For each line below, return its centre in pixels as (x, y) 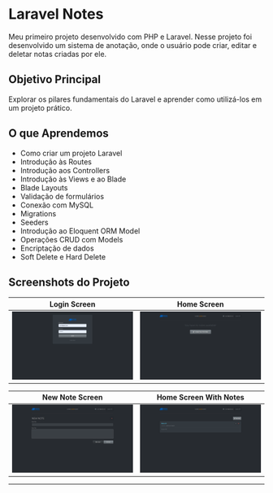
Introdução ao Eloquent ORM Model (80, 231)
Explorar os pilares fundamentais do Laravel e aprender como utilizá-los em (135, 99)
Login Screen (73, 304)
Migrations (38, 213)
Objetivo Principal (55, 79)
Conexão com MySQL (57, 205)
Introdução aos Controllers (65, 170)
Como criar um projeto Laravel (71, 153)
